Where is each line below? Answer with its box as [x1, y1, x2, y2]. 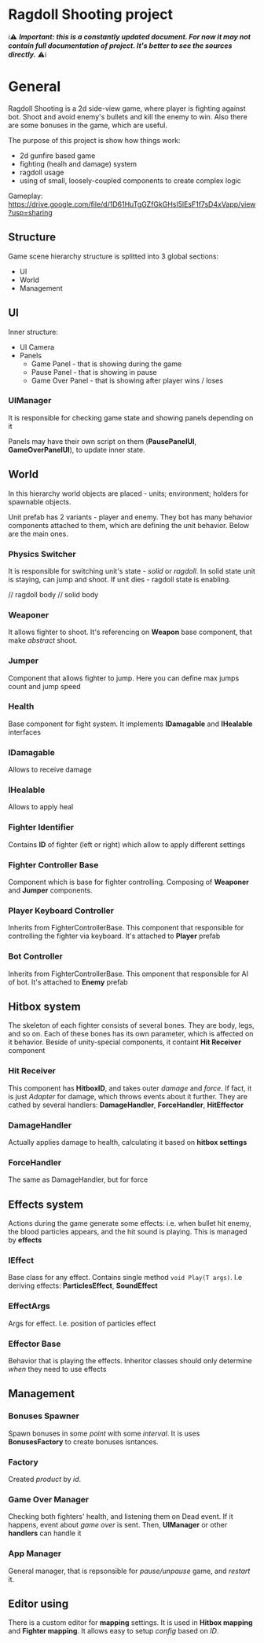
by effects [8, 1235, 42, 1245]
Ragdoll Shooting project [8, 6, 174, 24]
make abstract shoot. [8, 636, 77, 645]
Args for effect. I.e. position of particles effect [8, 1318, 156, 1328]
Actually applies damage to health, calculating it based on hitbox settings [8, 1137, 247, 1146]
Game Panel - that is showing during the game [31, 359, 182, 369]
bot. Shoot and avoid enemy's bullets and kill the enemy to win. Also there [8, 112, 247, 121]
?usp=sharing [8, 207, 53, 217]
